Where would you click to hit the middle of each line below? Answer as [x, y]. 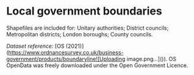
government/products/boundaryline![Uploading [66, 59]
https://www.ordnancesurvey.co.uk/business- [66, 52]
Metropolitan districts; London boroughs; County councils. [80, 34]
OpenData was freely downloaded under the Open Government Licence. [97, 65]
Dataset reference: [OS [35, 46]
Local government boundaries [84, 11]
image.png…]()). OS [152, 59]
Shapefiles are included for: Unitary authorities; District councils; [88, 28]
